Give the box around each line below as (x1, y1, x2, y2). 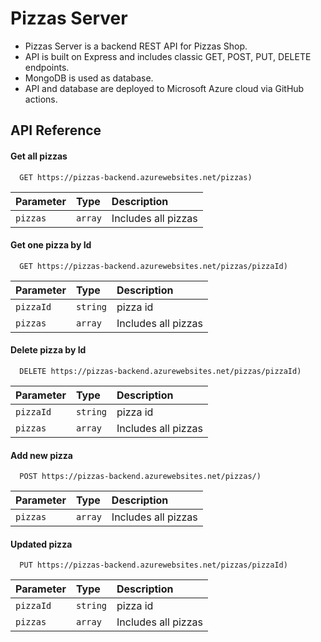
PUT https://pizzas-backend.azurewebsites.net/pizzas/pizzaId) (19, 560, 288, 571)
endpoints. (24, 61, 70, 73)
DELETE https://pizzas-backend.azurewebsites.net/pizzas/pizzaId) (19, 366, 302, 376)
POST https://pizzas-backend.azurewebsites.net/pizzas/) (19, 472, 262, 482)
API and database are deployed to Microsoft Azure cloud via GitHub (24, 82, 305, 94)
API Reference (10, 122, 102, 139)
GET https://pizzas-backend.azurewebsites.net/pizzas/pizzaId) (19, 261, 288, 271)
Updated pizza (10, 538, 73, 550)
